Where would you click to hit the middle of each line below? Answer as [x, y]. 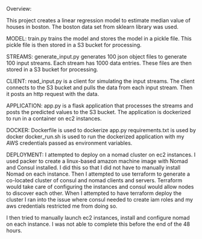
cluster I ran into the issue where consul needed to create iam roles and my [100, 199]
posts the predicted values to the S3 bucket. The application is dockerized [99, 112]
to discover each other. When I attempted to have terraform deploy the [94, 193]
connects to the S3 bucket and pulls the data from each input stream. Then [99, 88]
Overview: [19, 9]
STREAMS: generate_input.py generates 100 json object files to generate [96, 56]
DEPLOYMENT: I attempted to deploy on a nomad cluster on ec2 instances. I [101, 155]
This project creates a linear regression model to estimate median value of [99, 20]
